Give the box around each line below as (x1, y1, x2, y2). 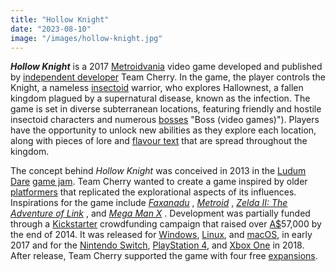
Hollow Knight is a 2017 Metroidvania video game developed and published (10, 61, 323, 73)
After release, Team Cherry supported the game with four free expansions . (10, 250, 318, 262)
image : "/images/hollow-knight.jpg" (10, 33, 163, 43)
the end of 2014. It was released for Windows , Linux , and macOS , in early (10, 229, 313, 241)
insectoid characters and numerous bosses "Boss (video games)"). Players (10, 114, 320, 126)
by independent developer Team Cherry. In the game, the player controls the (10, 71, 326, 83)
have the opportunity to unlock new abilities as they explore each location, (10, 124, 317, 136)
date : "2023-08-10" (10, 24, 92, 34)
